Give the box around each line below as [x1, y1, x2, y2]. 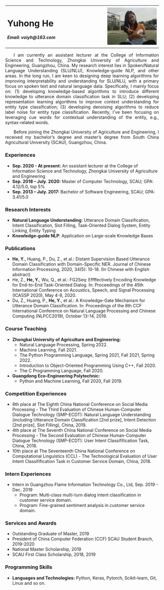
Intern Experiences [5, 470, 51, 477]
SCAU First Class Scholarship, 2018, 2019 [12, 551, 96, 557]
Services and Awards [5, 520, 57, 527]
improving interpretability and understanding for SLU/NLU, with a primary [5, 78, 159, 84]
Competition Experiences [5, 390, 67, 397]
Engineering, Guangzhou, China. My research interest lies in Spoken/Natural [5, 63, 159, 68]
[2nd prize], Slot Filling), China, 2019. [12, 422, 87, 428]
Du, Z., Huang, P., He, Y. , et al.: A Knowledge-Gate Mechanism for [12, 297, 145, 303]
